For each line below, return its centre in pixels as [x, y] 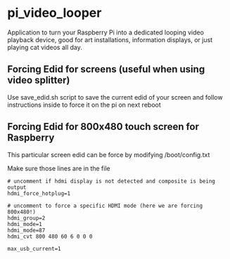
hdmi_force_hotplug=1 [39, 193]
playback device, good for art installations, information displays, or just [110, 39]
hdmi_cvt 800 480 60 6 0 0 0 [50, 237]
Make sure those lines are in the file [59, 168]
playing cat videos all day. [45, 47]
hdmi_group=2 [26, 218]
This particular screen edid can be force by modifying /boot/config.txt [109, 154]
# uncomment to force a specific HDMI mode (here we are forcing [105, 206]
